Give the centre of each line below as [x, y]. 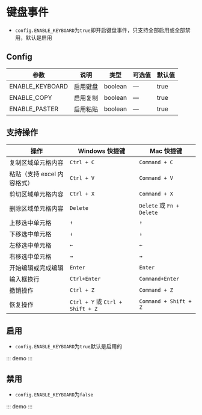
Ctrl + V [82, 178]
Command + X [156, 194]
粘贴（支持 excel [32, 174]
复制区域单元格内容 [37, 162]
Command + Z [156, 290]
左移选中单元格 [31, 245]
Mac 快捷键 [166, 151]
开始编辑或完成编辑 [37, 268]
